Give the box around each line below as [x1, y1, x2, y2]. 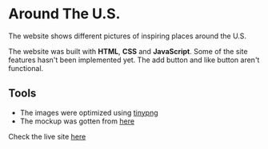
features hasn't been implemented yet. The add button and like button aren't [8, 55, 260, 65]
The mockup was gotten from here [19, 116, 134, 126]
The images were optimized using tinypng [19, 108, 158, 117]
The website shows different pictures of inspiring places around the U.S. [8, 31, 246, 41]
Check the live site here [8, 131, 86, 141]
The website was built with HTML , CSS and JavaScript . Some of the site [8, 46, 248, 56]
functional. [8, 63, 44, 73]
